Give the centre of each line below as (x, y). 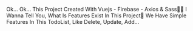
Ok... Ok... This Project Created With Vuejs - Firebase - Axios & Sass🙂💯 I (96, 9)
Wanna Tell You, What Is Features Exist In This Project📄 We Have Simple (96, 15)
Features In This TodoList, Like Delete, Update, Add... (73, 22)
